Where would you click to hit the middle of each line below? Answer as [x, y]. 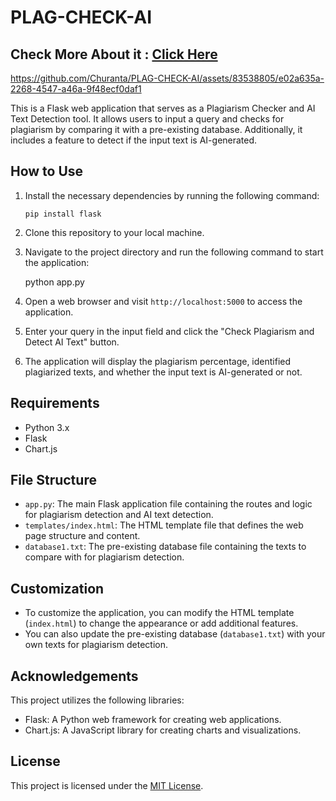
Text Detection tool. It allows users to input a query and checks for [147, 119]
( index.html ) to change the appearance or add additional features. [161, 623]
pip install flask [63, 214]
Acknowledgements [74, 676]
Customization [57, 588]
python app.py [54, 282]
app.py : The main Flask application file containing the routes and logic [168, 504]
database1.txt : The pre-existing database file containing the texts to [165, 547]
